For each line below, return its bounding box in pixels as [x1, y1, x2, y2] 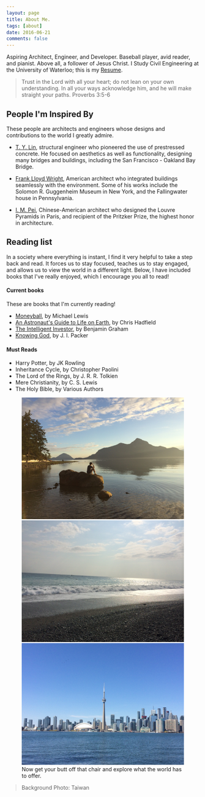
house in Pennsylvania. [15, 194, 74, 201]
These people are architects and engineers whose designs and [6, 125, 165, 132]
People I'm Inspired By [6, 109, 94, 119]
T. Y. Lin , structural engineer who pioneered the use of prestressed [15, 143, 185, 151]
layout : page [6, 10, 40, 16]
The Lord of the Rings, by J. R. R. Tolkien [15, 372, 118, 380]
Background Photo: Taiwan [21, 784, 90, 791]
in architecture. [15, 219, 54, 226]
